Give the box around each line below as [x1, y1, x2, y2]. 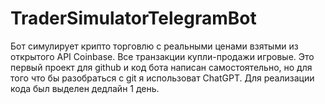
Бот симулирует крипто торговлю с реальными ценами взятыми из [10, 40, 299, 52]
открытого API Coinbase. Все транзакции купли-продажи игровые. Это [10, 50, 315, 62]
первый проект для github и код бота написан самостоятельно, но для [10, 61, 313, 73]
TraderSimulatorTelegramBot [10, 7, 257, 30]
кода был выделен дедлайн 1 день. [10, 82, 160, 94]
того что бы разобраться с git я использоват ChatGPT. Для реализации [10, 72, 315, 84]
